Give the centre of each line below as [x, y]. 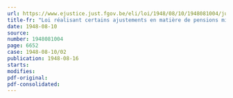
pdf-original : [28, 78]
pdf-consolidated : [34, 84]
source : [18, 33]
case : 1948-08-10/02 [37, 52]
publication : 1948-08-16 [43, 59]
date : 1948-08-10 [32, 26]
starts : [18, 65]
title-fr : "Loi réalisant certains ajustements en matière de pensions [113, 20]
